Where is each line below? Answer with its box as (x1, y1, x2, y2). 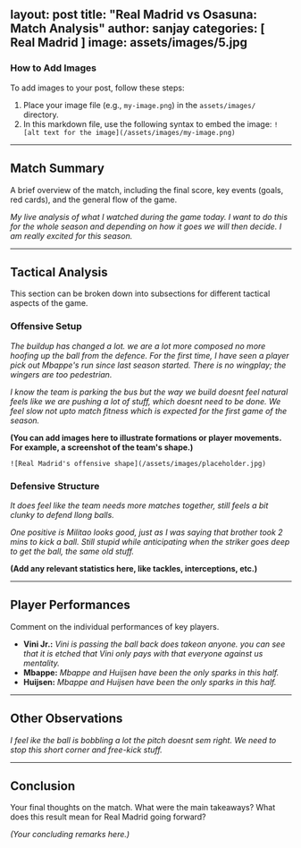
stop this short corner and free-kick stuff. (10, 744, 163, 755)
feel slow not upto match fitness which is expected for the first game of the (10, 405, 288, 416)
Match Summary (10, 161, 105, 176)
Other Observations (10, 711, 123, 726)
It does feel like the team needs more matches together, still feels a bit (10, 500, 269, 511)
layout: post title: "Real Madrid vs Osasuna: (10, 7, 258, 22)
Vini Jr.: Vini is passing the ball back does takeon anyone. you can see (22, 639, 286, 649)
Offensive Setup (10, 320, 83, 333)
